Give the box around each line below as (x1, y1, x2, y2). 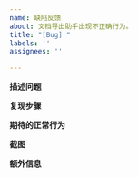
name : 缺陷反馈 (9, 13, 62, 23)
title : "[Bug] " (9, 30, 71, 39)
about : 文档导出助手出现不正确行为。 (9, 22, 133, 31)
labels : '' (9, 38, 51, 48)
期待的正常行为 (9, 120, 65, 131)
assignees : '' (9, 47, 64, 56)
